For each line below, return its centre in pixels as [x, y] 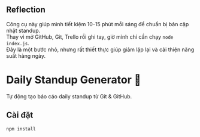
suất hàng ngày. [26, 55]
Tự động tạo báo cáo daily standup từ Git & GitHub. [69, 96]
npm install [21, 129]
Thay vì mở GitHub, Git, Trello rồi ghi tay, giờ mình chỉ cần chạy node [90, 37]
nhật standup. [23, 30]
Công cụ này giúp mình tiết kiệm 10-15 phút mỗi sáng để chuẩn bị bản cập [98, 24]
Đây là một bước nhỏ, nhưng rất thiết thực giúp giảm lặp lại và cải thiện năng [100, 49]
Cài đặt [20, 115]
